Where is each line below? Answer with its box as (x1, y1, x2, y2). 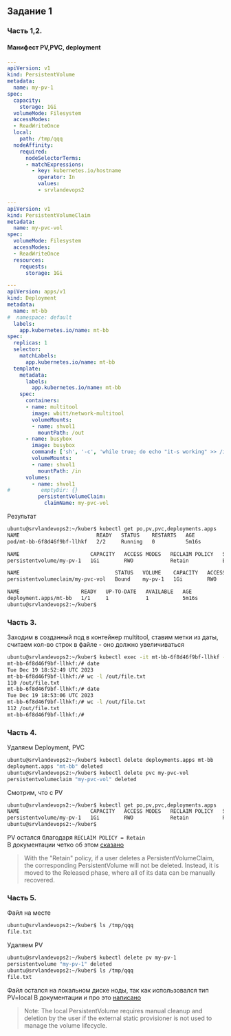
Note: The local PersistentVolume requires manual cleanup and (23, 1006, 203, 1015)
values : (37, 180, 60, 187)
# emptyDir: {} (7, 487, 78, 494)
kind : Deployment (7, 295, 57, 302)
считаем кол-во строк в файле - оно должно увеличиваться (7, 641, 184, 649)
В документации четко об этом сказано (7, 840, 124, 849)
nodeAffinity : (13, 141, 54, 149)
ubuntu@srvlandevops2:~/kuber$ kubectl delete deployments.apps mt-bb (7, 757, 214, 764)
